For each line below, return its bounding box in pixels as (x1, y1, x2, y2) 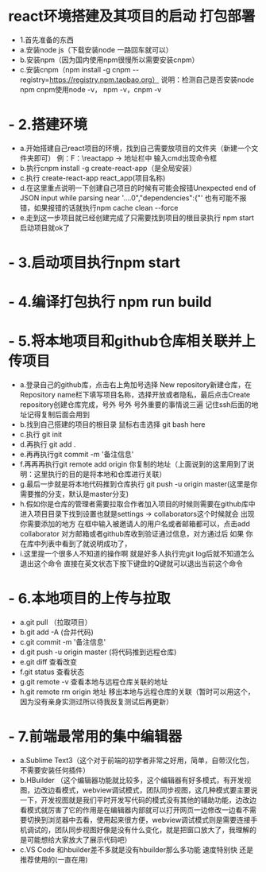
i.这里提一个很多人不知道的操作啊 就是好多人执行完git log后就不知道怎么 (19, 549, 256, 559)
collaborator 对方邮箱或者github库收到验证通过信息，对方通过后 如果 (19, 529, 245, 539)
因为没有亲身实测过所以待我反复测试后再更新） (19, 697, 173, 707)
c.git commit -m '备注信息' (19, 638, 106, 647)
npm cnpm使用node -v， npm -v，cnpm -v (19, 84, 162, 94)
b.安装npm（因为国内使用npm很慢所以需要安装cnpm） (19, 55, 199, 64)
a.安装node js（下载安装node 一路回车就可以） (19, 45, 173, 54)
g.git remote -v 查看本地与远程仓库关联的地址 (19, 677, 168, 687)
